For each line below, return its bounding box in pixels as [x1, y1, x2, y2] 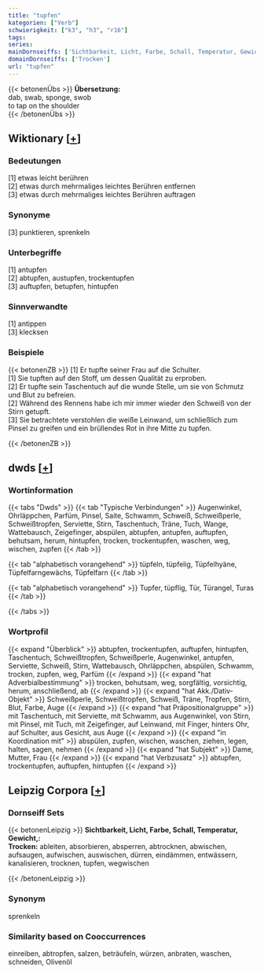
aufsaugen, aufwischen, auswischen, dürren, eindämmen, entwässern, [8, 850, 238, 860]
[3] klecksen [8, 328, 49, 337]
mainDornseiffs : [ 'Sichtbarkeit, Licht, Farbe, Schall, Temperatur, [8, 48, 237, 56]
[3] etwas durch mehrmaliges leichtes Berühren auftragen [8, 190, 196, 200]
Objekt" [8, 694, 33, 704]
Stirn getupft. [8, 406, 51, 416]
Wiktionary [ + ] [8, 132, 81, 145]
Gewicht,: [8, 833, 41, 843]
